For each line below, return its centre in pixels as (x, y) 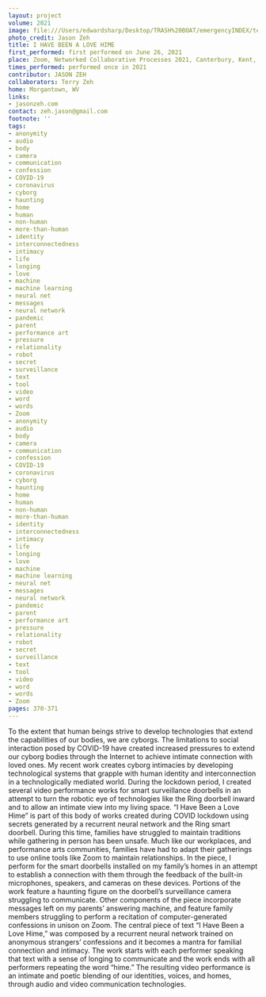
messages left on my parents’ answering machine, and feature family (121, 908)
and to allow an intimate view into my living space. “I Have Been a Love (124, 807)
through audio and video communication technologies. (97, 984)
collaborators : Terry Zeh (51, 82)
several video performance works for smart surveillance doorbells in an (125, 790)
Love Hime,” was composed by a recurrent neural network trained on (121, 934)
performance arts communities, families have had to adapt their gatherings (130, 849)
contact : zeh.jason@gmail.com (58, 112)
